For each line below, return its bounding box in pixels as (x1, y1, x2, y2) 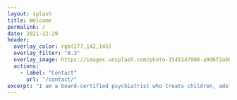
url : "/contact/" (25, 75, 78, 83)
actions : (13, 63, 39, 70)
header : (7, 37, 30, 44)
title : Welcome (7, 17, 52, 24)
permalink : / (7, 23, 46, 30)
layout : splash (7, 10, 52, 18)
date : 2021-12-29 (7, 30, 59, 37)
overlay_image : (13, 56, 59, 63)
